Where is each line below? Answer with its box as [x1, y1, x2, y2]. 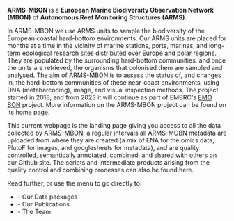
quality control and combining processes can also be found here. [7, 166, 194, 174]
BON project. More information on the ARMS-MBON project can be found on [7, 101, 226, 108]
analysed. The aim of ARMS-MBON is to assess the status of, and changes [7, 71, 221, 79]
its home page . [7, 108, 50, 116]
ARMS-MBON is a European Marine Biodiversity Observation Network [7, 6, 214, 14]
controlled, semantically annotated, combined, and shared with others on [7, 151, 217, 159]
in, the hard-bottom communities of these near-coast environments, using [7, 79, 220, 86]
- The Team [17, 208, 51, 215]
